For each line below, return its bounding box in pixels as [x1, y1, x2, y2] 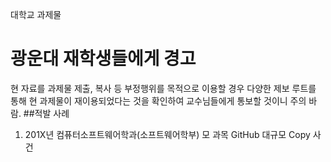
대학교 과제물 [10, 9, 62, 20]
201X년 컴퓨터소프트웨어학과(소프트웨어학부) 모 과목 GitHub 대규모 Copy [24, 128, 311, 140]
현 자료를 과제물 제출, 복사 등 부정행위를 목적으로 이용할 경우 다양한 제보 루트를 [10, 82, 317, 94]
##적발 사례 [23, 107, 70, 119]
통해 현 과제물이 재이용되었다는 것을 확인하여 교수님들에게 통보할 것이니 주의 [10, 94, 307, 107]
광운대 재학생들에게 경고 [10, 48, 197, 70]
